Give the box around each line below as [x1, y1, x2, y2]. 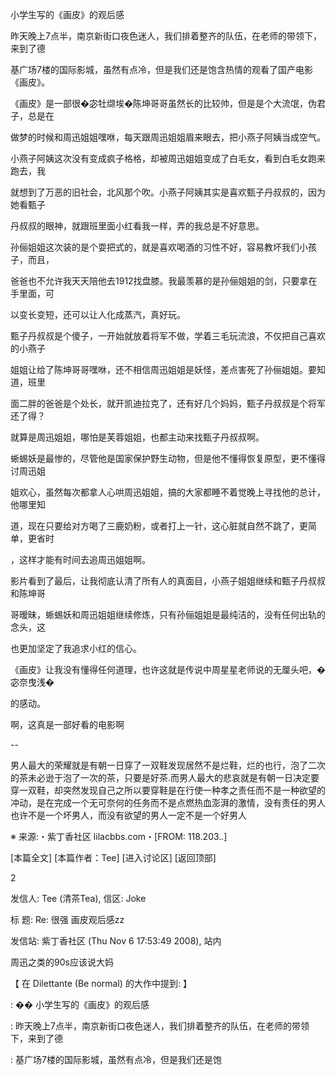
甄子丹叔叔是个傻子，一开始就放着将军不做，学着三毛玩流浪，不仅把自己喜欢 [10, 330, 326, 342]
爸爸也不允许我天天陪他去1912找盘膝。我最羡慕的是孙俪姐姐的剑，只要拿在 [10, 275, 318, 287]
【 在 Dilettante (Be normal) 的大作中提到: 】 [10, 978, 192, 989]
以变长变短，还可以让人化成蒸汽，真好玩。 [10, 309, 186, 320]
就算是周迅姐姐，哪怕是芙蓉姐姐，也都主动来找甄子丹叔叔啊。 [10, 431, 265, 443]
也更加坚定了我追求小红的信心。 [10, 643, 142, 654]
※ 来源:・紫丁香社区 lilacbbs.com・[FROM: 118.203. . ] [10, 831, 228, 842]
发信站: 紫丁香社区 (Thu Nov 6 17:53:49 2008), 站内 [10, 935, 222, 947]
